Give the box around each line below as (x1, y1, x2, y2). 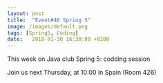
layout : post (7, 10, 45, 17)
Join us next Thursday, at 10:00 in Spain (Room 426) (7, 68, 157, 77)
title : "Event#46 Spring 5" (7, 17, 91, 24)
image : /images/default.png (7, 23, 88, 30)
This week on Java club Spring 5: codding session (7, 55, 151, 63)
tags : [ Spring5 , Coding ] (7, 29, 79, 37)
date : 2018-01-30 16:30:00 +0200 (7, 36, 110, 43)
